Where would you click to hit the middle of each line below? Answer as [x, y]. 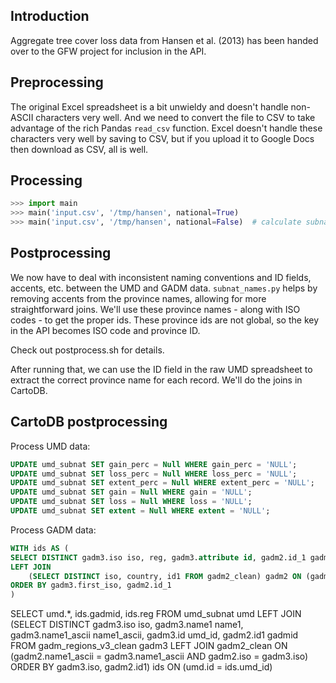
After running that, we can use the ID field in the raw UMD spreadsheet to [161, 369]
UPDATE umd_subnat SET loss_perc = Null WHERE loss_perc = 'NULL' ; [154, 474]
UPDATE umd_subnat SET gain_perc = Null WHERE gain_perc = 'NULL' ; [154, 464]
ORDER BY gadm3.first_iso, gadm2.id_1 [91, 585]
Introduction [50, 16]
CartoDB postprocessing [89, 422]
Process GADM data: [53, 530]
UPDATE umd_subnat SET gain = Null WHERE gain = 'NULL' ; [131, 492]
